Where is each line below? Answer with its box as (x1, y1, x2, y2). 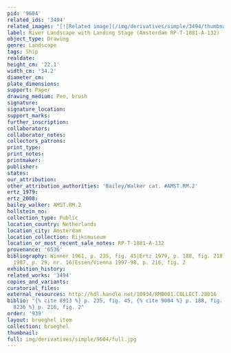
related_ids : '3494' (7, 16, 67, 23)
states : (7, 170, 30, 176)
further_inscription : (7, 118, 69, 126)
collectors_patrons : (7, 138, 67, 145)
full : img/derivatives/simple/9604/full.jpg (7, 336, 137, 343)
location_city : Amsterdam (7, 227, 81, 234)
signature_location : (7, 106, 67, 113)
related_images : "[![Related (7, 23, 91, 30)
